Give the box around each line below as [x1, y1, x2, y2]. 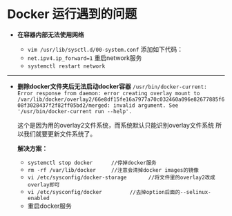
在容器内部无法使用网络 [17, 30, 84, 39]
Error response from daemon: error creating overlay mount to [17, 90, 200, 97]
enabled [27, 195, 50, 202]
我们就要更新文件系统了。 [23, 129, 97, 138]
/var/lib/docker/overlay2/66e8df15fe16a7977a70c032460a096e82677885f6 [17, 96, 225, 103]
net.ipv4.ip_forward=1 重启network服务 [27, 53, 142, 62]
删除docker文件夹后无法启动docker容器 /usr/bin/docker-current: [17, 82, 207, 90]
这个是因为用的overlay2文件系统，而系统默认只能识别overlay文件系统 [17, 121, 214, 129]
